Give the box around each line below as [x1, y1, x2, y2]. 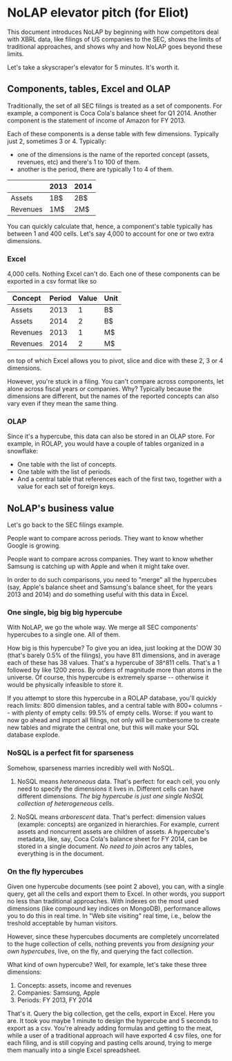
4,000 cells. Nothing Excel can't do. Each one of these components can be [7, 270, 220, 278]
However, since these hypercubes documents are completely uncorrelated [7, 932, 220, 941]
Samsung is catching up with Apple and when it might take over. [7, 562, 190, 571]
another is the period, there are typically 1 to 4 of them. [17, 165, 174, 173]
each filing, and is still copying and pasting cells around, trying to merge [7, 1039, 212, 1047]
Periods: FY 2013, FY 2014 [17, 996, 93, 1004]
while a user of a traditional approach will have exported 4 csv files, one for [7, 1031, 222, 1040]
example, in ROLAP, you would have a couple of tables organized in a [7, 440, 204, 448]
